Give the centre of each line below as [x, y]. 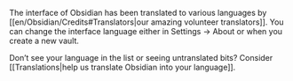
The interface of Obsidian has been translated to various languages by [138, 13]
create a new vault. [44, 40]
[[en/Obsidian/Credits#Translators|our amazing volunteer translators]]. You [146, 22]
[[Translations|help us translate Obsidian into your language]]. [123, 67]
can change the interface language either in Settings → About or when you [146, 31]
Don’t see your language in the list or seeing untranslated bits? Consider [141, 58]
